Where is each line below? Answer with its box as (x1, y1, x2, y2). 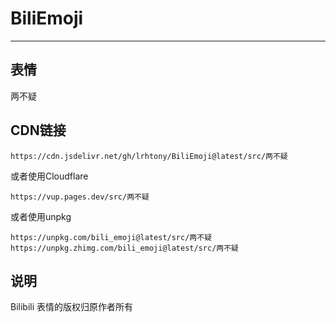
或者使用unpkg (10, 210, 72, 222)
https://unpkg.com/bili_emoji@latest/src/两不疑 (10, 232, 213, 242)
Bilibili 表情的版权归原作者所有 (10, 301, 134, 313)
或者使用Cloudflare (10, 170, 89, 182)
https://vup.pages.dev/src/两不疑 (10, 192, 150, 202)
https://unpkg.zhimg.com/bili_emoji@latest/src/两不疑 (10, 243, 239, 253)
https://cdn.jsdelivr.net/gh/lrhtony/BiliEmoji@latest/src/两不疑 (10, 151, 288, 161)
